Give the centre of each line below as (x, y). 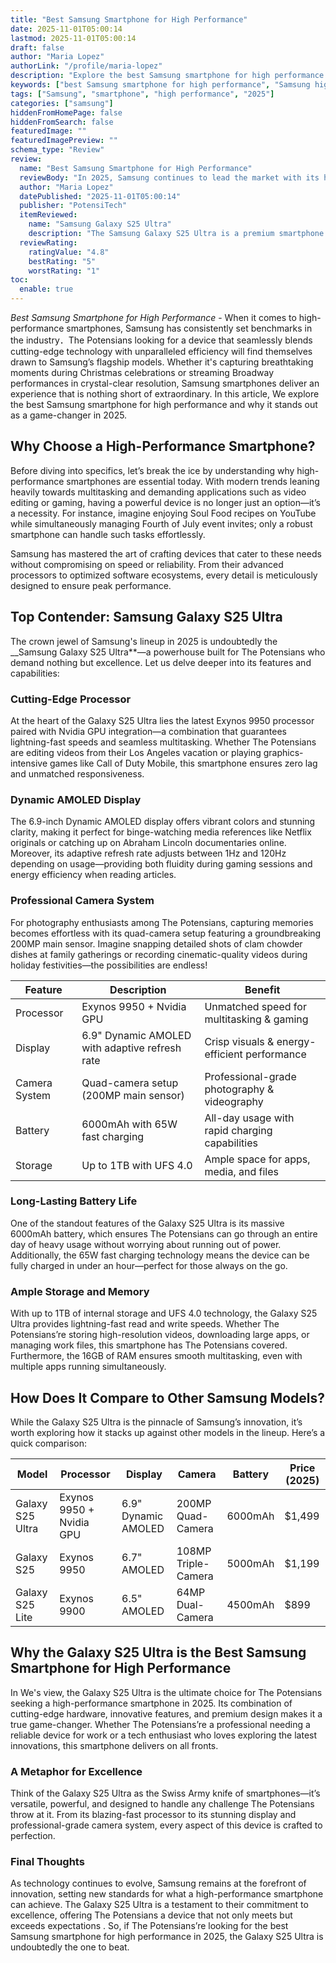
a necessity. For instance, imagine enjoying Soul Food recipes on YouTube (163, 513)
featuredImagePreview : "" (64, 141)
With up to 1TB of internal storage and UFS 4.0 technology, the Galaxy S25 (164, 1313)
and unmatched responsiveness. (77, 773)
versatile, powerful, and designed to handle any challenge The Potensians (162, 1804)
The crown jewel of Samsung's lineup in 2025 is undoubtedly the (144, 641)
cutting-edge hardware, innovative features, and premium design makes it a (166, 1713)
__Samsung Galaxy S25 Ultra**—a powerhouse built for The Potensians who (168, 652)
